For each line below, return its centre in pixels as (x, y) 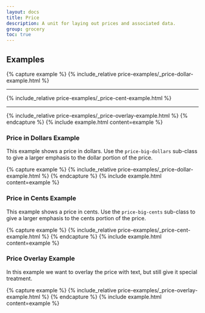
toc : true (19, 35)
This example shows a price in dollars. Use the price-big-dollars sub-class (102, 151)
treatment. (19, 278)
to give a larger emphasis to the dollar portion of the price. (80, 158)
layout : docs (23, 12)
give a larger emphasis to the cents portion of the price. (76, 218)
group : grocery (26, 29)
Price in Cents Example (41, 198)
